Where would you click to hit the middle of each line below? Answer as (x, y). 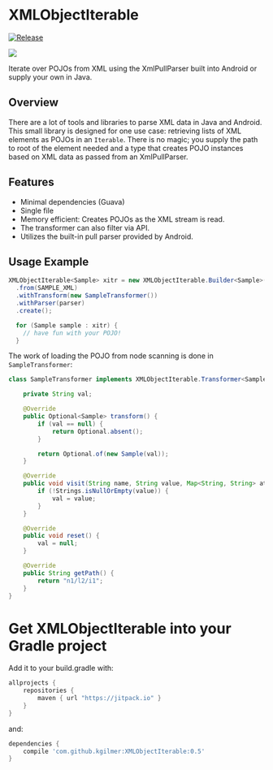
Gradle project (58, 645)
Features (31, 182)
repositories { (49, 691)
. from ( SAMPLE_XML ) (47, 288)
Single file (37, 210)
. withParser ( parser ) (50, 303)
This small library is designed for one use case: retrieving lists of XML (125, 131)
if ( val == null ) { (71, 424)
